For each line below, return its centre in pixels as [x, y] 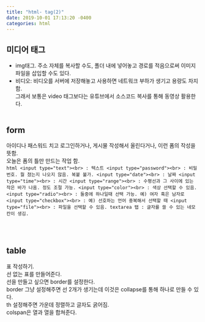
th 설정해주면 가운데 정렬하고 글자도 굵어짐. [58, 304]
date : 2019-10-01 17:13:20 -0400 [49, 18]
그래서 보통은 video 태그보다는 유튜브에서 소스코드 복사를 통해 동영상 [97, 96]
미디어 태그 [26, 50]
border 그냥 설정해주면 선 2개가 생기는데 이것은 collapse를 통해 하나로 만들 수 [99, 289]
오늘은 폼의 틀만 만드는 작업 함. [43, 161]
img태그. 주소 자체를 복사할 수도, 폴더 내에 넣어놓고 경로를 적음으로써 [97, 66]
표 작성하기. [20, 266]
